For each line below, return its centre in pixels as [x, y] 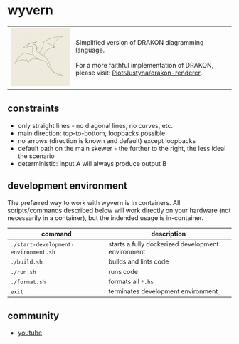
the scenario [36, 156]
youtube [30, 333]
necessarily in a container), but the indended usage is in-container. [106, 218]
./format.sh [28, 282]
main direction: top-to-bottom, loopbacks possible [91, 133]
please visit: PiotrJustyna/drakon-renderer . [139, 73]
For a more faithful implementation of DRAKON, [145, 65]
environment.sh [33, 252]
